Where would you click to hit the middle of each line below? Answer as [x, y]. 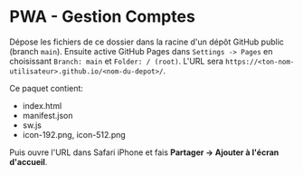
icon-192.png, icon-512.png [74, 134]
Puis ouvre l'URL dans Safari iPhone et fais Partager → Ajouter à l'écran [144, 152]
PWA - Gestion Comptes [103, 17]
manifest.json [47, 115]
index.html [42, 105]
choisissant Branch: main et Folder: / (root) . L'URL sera [117, 61]
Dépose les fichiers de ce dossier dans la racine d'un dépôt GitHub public [147, 42]
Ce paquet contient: [47, 88]
